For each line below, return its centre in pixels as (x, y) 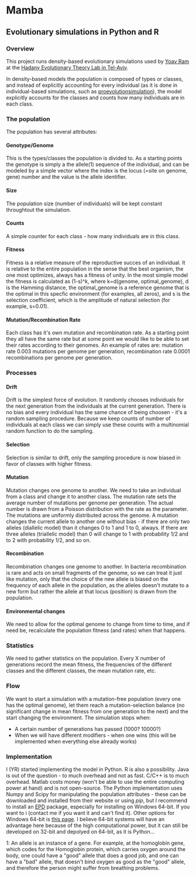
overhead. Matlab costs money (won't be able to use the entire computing (95, 782)
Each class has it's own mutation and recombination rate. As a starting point (97, 333)
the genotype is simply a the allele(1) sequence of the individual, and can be (98, 164)
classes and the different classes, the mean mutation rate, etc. (81, 671)
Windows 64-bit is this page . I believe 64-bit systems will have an (85, 820)
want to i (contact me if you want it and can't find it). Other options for (90, 813)
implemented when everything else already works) (75, 741)
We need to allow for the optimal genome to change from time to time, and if (98, 624)
